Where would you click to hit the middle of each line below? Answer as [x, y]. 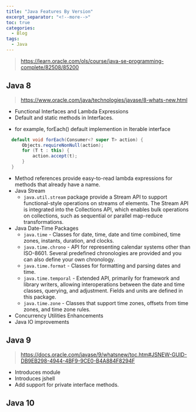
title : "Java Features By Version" [50, 11]
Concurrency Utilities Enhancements [59, 316]
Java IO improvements [42, 321]
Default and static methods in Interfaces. [64, 118]
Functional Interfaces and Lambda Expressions [72, 111]
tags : [13, 39]
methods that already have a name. [57, 184]
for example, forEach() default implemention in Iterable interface [92, 129]
